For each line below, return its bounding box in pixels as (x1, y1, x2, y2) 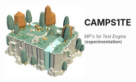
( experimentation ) (84, 38, 123, 44)
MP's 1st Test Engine (84, 33, 127, 39)
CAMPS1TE (84, 17, 132, 28)
